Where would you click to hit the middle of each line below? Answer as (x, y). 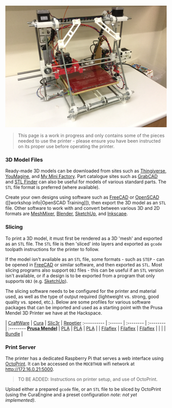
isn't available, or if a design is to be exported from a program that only (80, 275)
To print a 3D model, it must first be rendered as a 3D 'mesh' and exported (84, 238)
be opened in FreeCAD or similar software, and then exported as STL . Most (84, 264)
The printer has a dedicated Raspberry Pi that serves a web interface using (84, 358)
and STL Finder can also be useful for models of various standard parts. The (86, 182)
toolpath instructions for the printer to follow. (52, 249)
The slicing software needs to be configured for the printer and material (81, 291)
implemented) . (20, 400)
